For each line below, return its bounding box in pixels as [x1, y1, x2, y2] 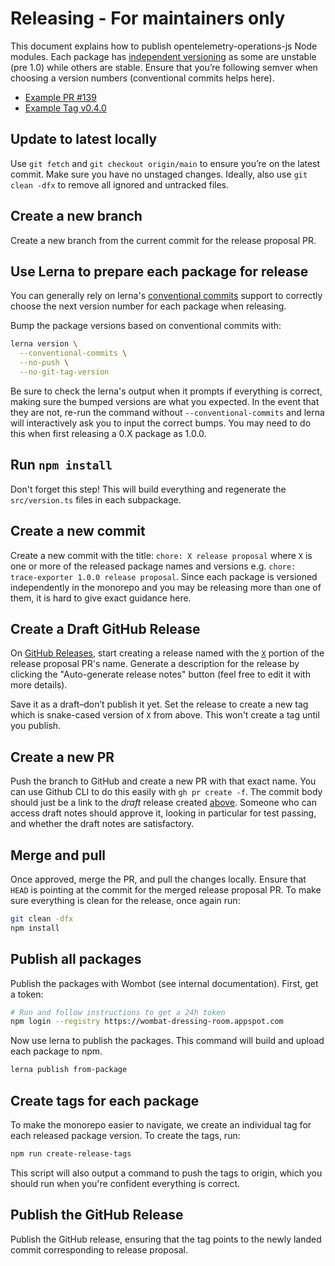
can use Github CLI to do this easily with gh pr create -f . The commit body [10, 786, 323, 798]
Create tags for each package [10, 1092, 200, 1109]
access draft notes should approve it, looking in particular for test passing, [10, 807, 317, 819]
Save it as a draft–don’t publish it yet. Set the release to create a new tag [10, 698, 309, 711]
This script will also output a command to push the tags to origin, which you [10, 1167, 323, 1179]
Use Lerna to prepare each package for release [10, 263, 309, 280]
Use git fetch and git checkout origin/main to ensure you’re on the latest [10, 157, 321, 169]
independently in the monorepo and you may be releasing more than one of [10, 581, 322, 593]
